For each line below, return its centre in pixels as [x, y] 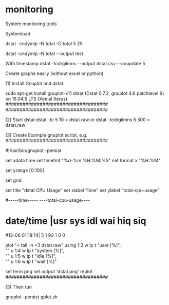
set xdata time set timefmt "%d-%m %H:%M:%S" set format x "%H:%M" [83, 160]
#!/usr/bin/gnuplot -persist [33, 150]
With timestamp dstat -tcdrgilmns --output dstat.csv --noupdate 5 [75, 63]
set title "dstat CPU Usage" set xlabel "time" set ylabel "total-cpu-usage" [83, 190]
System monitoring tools [31, 24]
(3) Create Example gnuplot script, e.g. [46, 135]
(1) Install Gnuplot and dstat [34, 83]
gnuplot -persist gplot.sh [32, 297]
